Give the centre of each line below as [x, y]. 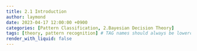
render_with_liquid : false [39, 39]
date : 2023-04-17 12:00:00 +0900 [47, 22]
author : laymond [26, 17]
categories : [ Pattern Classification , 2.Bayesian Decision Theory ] [90, 28]
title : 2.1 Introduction [36, 11]
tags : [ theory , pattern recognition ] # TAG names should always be [90, 33]
